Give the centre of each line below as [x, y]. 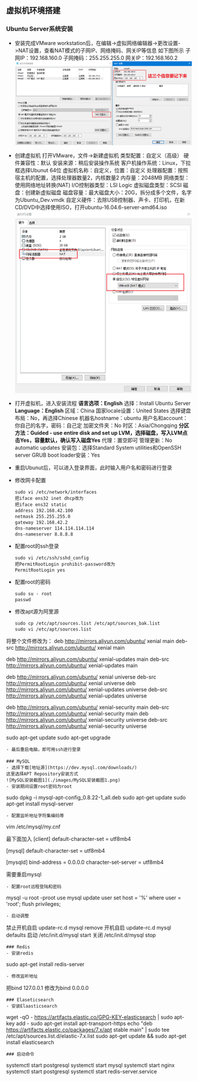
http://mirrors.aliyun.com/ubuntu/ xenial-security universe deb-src [87, 719]
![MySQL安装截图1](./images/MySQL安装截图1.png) [63, 780]
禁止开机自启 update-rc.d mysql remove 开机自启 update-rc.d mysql [89, 927]
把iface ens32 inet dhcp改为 [49, 498]
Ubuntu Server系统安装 [40, 29]
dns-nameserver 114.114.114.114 [54, 528]
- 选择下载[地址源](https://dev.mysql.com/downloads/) [72, 767]
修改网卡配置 [30, 480]
